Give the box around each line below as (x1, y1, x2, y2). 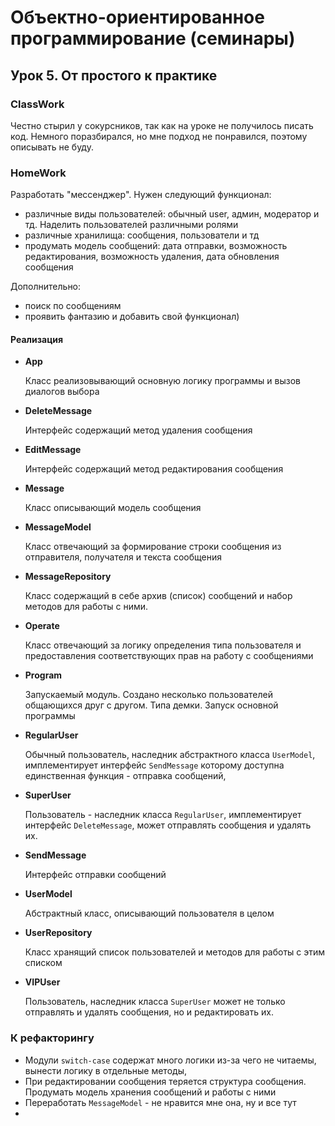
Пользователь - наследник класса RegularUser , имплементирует (24, 809, 302, 821)
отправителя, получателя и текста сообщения (24, 551, 222, 563)
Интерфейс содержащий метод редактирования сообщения (24, 463, 284, 475)
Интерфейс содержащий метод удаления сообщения (24, 424, 253, 436)
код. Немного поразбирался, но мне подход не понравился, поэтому (10, 130, 308, 142)
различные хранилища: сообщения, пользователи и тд (24, 229, 260, 241)
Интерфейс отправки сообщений (24, 869, 167, 881)
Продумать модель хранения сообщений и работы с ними (24, 1086, 277, 1098)
